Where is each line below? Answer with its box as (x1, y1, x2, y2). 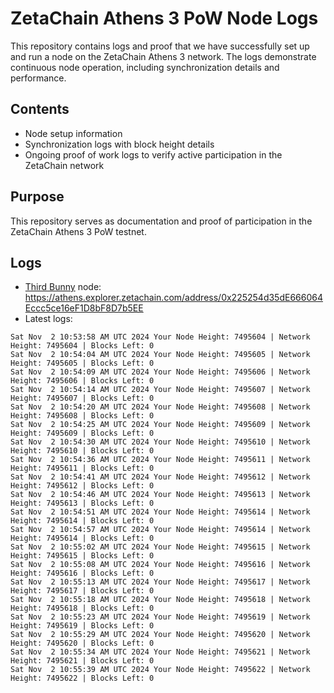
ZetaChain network (24, 159, 105, 171)
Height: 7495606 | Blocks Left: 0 (10, 376, 155, 386)
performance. (10, 72, 67, 84)
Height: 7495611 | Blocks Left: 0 (10, 463, 155, 474)
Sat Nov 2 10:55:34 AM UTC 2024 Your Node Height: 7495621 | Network (10, 647, 311, 657)
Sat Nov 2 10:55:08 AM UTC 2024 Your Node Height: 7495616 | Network (10, 560, 311, 570)
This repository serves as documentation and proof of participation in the (10, 215, 313, 227)
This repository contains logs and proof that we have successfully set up (10, 40, 310, 52)
